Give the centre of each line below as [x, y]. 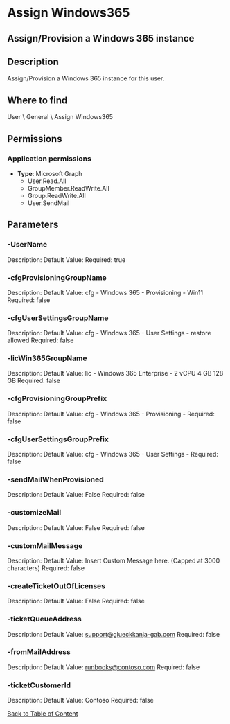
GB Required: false [34, 381]
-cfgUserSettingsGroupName [58, 318]
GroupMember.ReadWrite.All [68, 188]
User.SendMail [48, 203]
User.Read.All [47, 181]
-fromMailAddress [39, 652]
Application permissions [49, 159]
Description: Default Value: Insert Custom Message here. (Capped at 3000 [114, 560]
